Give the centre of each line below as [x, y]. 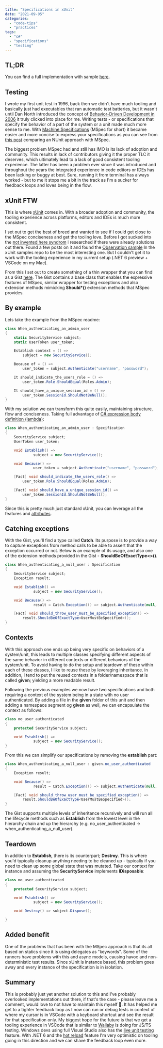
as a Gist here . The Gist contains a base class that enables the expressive [79, 277]
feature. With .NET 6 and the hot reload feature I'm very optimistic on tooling [81, 1035]
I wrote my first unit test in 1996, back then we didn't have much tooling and [81, 104]
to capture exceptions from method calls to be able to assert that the [73, 545]
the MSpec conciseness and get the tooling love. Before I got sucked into [78, 237]
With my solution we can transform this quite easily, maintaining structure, [79, 409]
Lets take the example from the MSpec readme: [53, 319]
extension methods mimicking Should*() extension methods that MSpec [77, 288]
